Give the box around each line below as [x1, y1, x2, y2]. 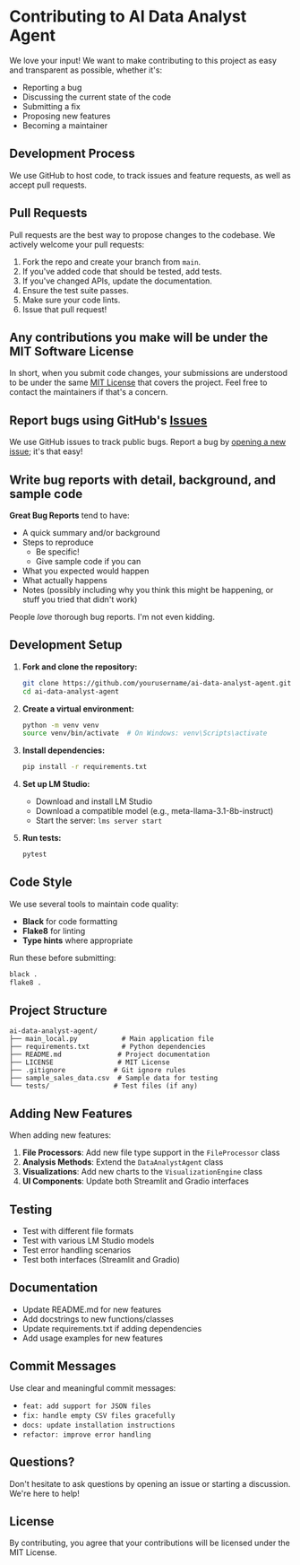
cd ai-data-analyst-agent [21, 686, 119, 696]
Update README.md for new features [21, 1304, 162, 1315]
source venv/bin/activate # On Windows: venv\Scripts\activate [21, 729, 268, 738]
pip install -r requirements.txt [21, 763, 148, 772]
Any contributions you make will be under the [9, 329, 269, 345]
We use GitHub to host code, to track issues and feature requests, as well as [9, 170, 291, 180]
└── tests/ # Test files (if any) [9, 1081, 199, 1091]
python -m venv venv [21, 721, 99, 730]
